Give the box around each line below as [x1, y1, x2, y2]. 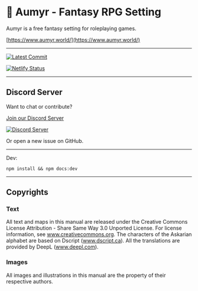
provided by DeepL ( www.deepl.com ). [6, 243, 99, 250]
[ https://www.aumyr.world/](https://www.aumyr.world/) [6, 36, 140, 43]
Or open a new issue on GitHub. [6, 137, 84, 144]
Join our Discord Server [6, 115, 64, 122]
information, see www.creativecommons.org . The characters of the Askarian [6, 231, 192, 238]
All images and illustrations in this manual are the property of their [6, 272, 166, 279]
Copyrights [6, 187, 48, 197]
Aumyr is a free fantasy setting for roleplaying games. [6, 25, 137, 32]
